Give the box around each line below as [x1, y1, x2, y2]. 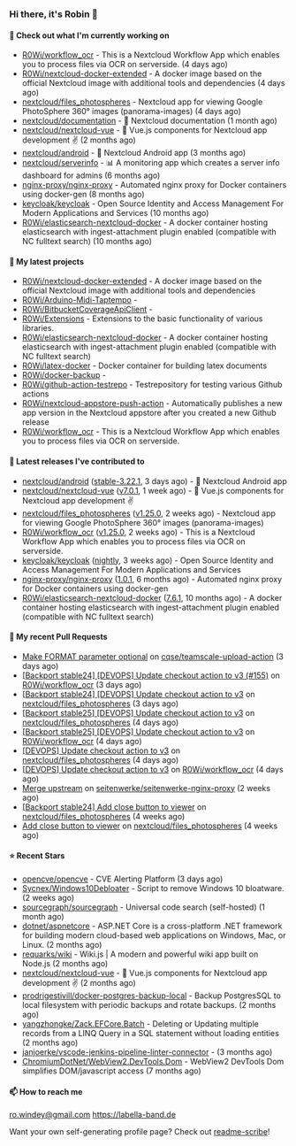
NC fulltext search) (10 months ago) [21, 236, 153, 247]
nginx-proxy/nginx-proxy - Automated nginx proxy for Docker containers [21, 180, 287, 190]
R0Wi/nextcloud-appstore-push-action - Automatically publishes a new [21, 398, 283, 409]
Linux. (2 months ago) [21, 939, 102, 950]
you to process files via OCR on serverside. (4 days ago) [21, 59, 228, 70]
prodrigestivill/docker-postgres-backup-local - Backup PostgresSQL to [21, 990, 281, 1001]
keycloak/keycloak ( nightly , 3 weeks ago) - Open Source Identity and [21, 555, 274, 565]
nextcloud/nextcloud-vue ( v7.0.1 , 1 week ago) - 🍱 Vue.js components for [21, 485, 285, 496]
